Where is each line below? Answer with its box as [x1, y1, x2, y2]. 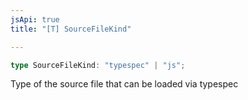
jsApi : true [10, 14, 60, 25]
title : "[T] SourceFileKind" [10, 24, 132, 34]
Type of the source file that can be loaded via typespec [10, 78, 239, 90]
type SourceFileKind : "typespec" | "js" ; [10, 60, 186, 70]
